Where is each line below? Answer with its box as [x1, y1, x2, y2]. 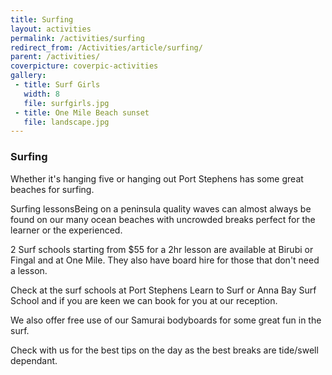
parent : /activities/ [10, 52, 101, 62]
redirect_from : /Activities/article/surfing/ [10, 42, 203, 53]
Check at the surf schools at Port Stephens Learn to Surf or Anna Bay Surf [10, 284, 317, 296]
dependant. [10, 354, 58, 366]
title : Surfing [10, 14, 74, 25]
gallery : [10, 71, 47, 81]
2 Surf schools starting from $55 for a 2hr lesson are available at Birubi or [10, 243, 314, 255]
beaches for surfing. [10, 183, 95, 195]
